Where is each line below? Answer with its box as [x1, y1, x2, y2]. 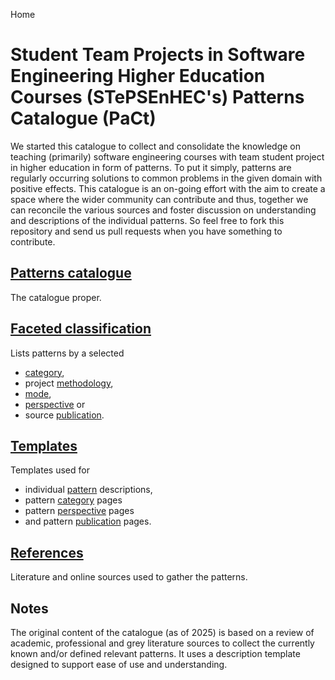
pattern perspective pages [24, 505, 135, 517]
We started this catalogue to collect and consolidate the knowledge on [10, 140, 301, 152]
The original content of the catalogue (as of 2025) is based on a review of [10, 627, 315, 638]
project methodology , [24, 377, 114, 389]
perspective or [24, 398, 86, 410]
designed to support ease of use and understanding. [10, 659, 228, 670]
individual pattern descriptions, [24, 484, 153, 496]
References [10, 544, 84, 561]
